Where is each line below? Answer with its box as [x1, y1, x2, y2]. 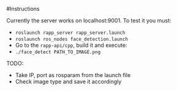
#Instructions [6, 5, 40, 12]
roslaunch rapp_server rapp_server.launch [15, 30, 126, 36]
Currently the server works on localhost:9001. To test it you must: [6, 17, 171, 24]
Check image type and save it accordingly [15, 78, 122, 85]
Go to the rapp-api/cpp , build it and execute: [15, 42, 127, 49]
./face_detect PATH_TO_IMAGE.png [15, 49, 101, 55]
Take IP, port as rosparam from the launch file [15, 72, 131, 78]
